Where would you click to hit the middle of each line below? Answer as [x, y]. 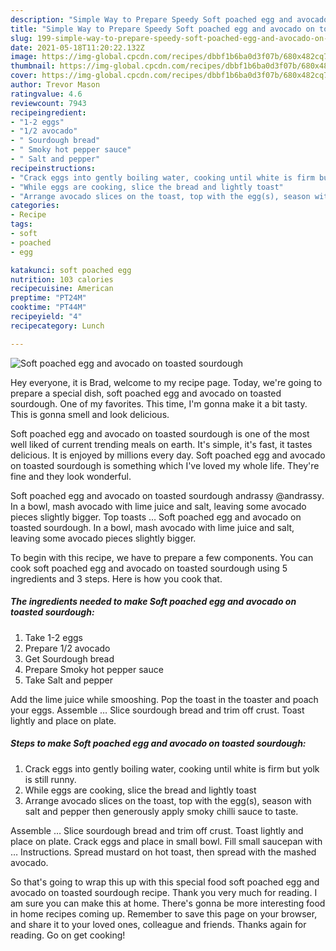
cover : [24, 76]
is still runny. [50, 779]
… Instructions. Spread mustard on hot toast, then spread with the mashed [163, 852]
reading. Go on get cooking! [68, 935]
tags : [21, 224]
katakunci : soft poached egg [71, 270]
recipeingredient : [48, 112]
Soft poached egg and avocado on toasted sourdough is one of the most [160, 433]
